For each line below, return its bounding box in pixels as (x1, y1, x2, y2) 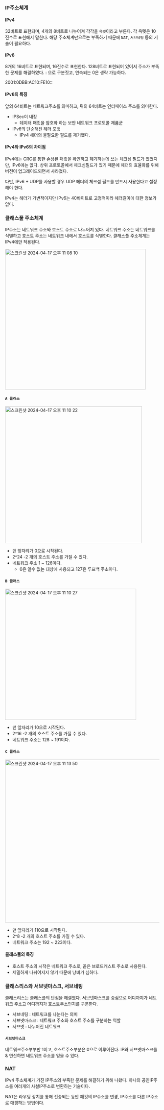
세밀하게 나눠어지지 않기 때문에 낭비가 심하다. (12, 969, 99, 975)
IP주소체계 (5, 4, 28, 11)
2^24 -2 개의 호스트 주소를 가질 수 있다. (12, 554, 88, 560)
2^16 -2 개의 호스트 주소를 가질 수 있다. (12, 731, 87, 737)
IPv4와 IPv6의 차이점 (5, 144, 46, 150)
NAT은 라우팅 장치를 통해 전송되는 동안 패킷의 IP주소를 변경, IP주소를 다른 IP (5, 1093, 151, 1099)
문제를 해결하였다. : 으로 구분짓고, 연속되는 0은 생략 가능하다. (10, 70, 126, 75)
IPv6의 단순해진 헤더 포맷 (12, 126, 61, 132)
